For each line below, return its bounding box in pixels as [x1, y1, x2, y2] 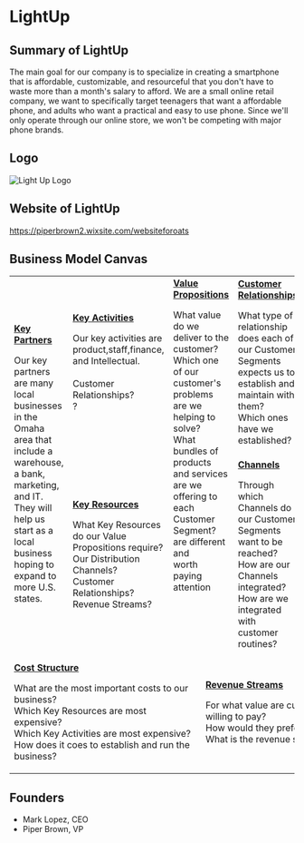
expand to [14, 570, 57, 583]
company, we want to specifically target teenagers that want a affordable [9, 95, 282, 106]
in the [14, 411, 38, 424]
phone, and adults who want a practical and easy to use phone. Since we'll [9, 105, 289, 115]
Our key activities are [71, 331, 163, 344]
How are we [237, 592, 290, 604]
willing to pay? [204, 711, 267, 723]
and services [173, 467, 228, 480]
